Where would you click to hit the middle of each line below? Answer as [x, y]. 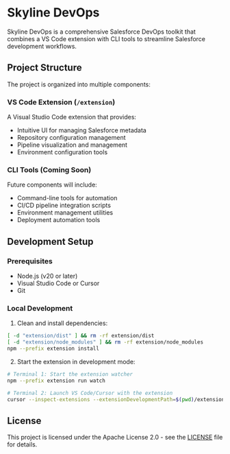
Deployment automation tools [59, 220]
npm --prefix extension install [53, 349]
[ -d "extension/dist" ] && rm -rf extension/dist [81, 336]
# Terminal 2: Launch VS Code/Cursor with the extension [90, 393]
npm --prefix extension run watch [56, 381]
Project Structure [44, 68]
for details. [22, 444]
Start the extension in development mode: [76, 361]
